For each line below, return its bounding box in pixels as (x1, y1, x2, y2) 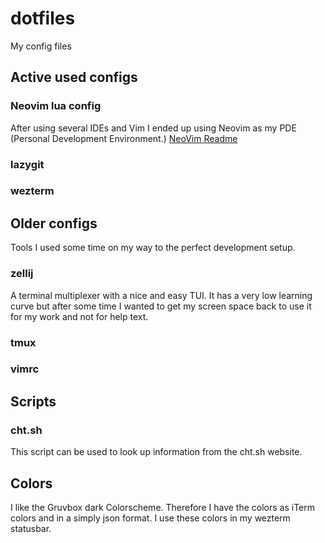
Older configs (10, 215, 98, 232)
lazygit (10, 157, 45, 171)
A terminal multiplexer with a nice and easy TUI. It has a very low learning (10, 289, 313, 301)
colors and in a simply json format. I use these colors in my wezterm (10, 512, 291, 524)
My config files (10, 40, 72, 52)
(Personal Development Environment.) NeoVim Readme (10, 132, 238, 144)
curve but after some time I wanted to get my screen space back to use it (10, 300, 312, 312)
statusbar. (10, 522, 52, 534)
